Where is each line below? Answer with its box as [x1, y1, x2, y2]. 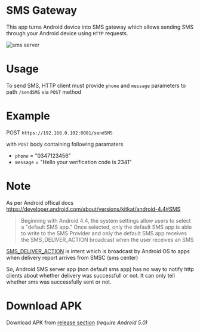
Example [6, 109, 50, 123]
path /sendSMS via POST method [6, 88, 82, 96]
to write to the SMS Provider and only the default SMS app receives [20, 229, 187, 236]
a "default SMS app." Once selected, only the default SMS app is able [20, 223, 192, 230]
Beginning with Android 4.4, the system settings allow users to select [20, 217, 191, 224]
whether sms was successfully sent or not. [6, 278, 112, 285]
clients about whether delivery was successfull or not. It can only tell [6, 272, 175, 279]
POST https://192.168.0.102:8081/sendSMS [6, 129, 113, 136]
